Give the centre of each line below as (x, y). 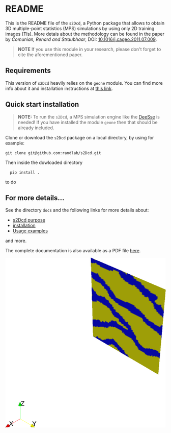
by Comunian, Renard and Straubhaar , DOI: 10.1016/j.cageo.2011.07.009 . (81, 39)
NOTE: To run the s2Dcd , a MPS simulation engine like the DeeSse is (89, 117)
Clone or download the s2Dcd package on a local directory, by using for (80, 137)
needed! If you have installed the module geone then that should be (88, 122)
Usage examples (30, 231)
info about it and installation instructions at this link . (59, 88)
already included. (36, 128)
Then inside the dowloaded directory (44, 162)
